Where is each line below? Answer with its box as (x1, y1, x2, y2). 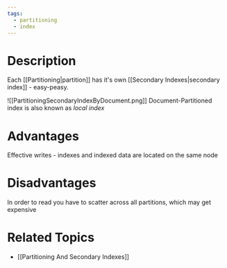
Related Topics (7, 230, 95, 246)
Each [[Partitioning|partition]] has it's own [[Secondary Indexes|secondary (7, 75, 220, 84)
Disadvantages (7, 175, 96, 191)
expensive (7, 206, 37, 214)
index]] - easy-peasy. (7, 83, 69, 91)
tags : (7, 10, 23, 17)
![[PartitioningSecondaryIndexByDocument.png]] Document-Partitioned (7, 96, 212, 105)
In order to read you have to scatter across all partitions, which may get (7, 198, 212, 206)
